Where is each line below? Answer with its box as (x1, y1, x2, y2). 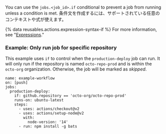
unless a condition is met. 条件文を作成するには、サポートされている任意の (5, 10, 160, 16)
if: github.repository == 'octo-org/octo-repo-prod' (14, 93, 127, 98)
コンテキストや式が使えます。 (5, 16, 67, 22)
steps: (14, 102, 28, 107)
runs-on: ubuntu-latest (14, 97, 64, 103)
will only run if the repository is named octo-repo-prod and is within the (5, 61, 152, 67)
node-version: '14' (27, 119, 69, 124)
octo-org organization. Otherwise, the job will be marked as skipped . (5, 66, 147, 72)
